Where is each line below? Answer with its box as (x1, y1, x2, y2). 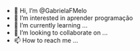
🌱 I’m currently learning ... (13, 21, 88, 29)
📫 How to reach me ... (13, 37, 78, 44)
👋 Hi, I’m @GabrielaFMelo (13, 7, 87, 14)
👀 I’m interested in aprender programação (13, 14, 133, 22)
